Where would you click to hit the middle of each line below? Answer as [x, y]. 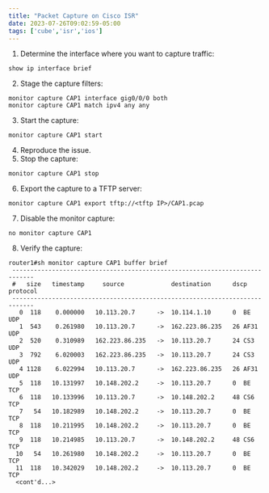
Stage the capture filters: [61, 84]
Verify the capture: [51, 248]
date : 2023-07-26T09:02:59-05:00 [65, 23]
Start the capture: [49, 120]
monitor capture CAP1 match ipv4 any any [79, 106]
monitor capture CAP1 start [56, 135]
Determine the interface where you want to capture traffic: [117, 54]
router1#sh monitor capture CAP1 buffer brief [88, 263]
